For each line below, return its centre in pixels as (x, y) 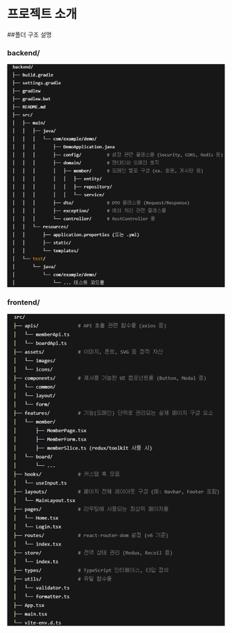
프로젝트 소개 (42, 14)
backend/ (23, 52)
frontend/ (23, 302)
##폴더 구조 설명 (29, 35)
